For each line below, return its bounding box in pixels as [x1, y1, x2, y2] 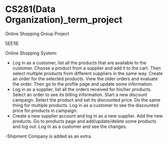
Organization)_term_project [5, 14, 122, 25]
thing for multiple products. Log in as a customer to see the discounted [12, 102, 159, 108]
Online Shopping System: [5, 50, 57, 56]
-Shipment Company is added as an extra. [5, 133, 92, 139]
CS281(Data [5, 3, 56, 15]
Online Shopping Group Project [5, 30, 69, 36]
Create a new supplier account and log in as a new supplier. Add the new [12, 112, 163, 118]
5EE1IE [5, 40, 19, 46]
